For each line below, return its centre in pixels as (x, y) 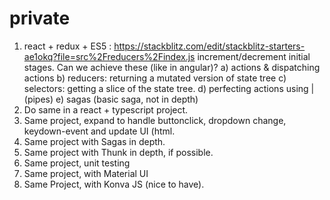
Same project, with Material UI (86, 173)
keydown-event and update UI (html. (99, 131)
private (40, 18)
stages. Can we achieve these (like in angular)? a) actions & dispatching (172, 67)
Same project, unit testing (77, 163)
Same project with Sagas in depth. (94, 141)
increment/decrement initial (254, 56)
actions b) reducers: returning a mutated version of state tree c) (155, 78)
